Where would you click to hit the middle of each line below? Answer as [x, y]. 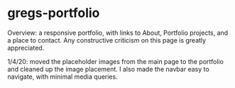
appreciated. [26, 48]
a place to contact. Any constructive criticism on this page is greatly [107, 40]
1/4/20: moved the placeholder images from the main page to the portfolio [115, 61]
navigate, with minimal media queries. [63, 77]
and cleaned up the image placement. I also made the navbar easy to [108, 69]
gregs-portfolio [54, 13]
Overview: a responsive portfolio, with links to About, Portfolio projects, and [118, 33]
